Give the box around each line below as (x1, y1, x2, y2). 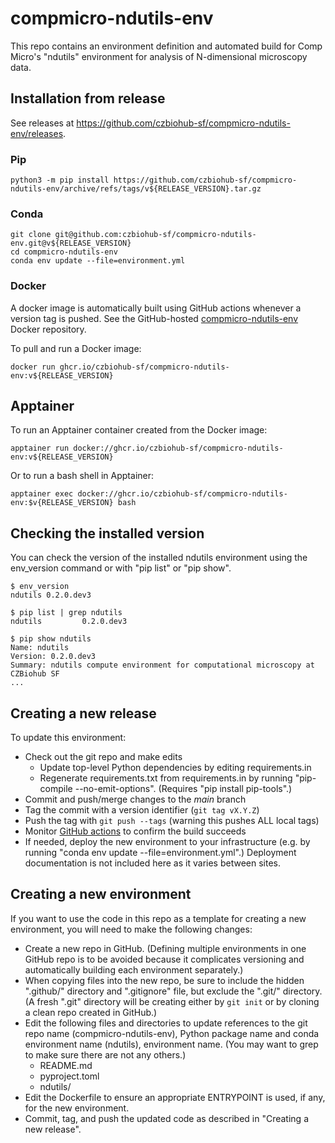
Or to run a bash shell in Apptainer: (10, 470, 155, 482)
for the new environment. (24, 1102, 130, 1114)
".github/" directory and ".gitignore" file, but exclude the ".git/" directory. (24, 985, 323, 997)
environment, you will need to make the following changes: (10, 923, 253, 935)
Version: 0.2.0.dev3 (10, 652, 97, 662)
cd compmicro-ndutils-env (10, 247, 118, 257)
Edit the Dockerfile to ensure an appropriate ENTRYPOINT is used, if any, (24, 1091, 326, 1103)
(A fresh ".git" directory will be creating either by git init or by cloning (24, 995, 320, 1007)
